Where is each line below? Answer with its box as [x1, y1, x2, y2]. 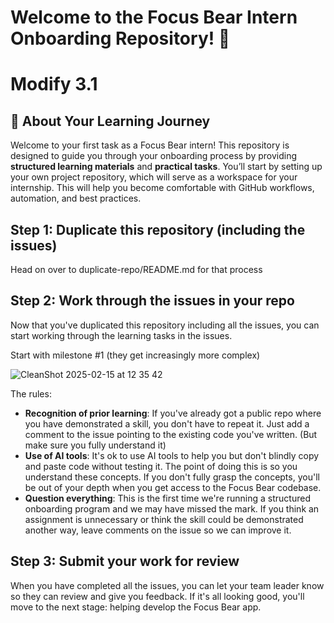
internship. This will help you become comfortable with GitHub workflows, [10, 182, 315, 194]
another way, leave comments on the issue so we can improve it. [24, 524, 292, 536]
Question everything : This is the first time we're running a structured [24, 492, 311, 504]
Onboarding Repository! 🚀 [10, 27, 231, 50]
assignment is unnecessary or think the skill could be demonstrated [24, 513, 304, 525]
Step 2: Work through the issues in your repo [10, 292, 295, 310]
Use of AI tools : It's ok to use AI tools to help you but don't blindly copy [24, 449, 320, 461]
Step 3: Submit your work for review [10, 553, 240, 570]
